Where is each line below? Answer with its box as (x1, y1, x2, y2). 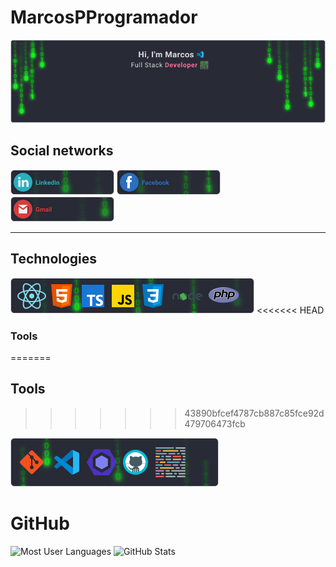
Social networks (10, 142, 114, 160)
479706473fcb (184, 417, 246, 430)
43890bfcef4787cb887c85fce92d (184, 407, 325, 419)
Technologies (10, 251, 98, 268)
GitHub (10, 512, 70, 535)
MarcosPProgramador (10, 6, 198, 29)
